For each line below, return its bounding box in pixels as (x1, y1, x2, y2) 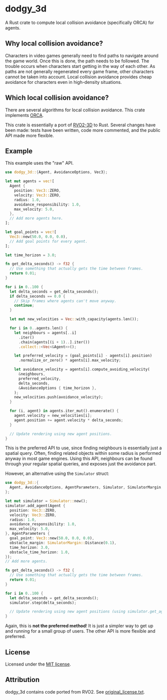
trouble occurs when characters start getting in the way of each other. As (5, 63, 156, 69)
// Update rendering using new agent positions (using (9, 609, 126, 614)
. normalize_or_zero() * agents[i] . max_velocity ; (18, 358, 121, 363)
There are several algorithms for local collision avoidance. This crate (5, 107, 145, 113)
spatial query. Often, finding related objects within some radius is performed (5, 450, 162, 456)
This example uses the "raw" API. (5, 160, 74, 166)
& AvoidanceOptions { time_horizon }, (18, 385, 97, 390)
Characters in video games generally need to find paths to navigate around (5, 52, 159, 58)
